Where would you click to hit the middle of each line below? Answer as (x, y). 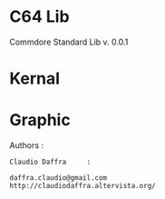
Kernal (35, 79)
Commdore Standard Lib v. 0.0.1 (69, 42)
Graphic (40, 120)
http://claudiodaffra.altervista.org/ (82, 186)
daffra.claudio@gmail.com (58, 178)
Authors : (26, 145)
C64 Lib (39, 17)
